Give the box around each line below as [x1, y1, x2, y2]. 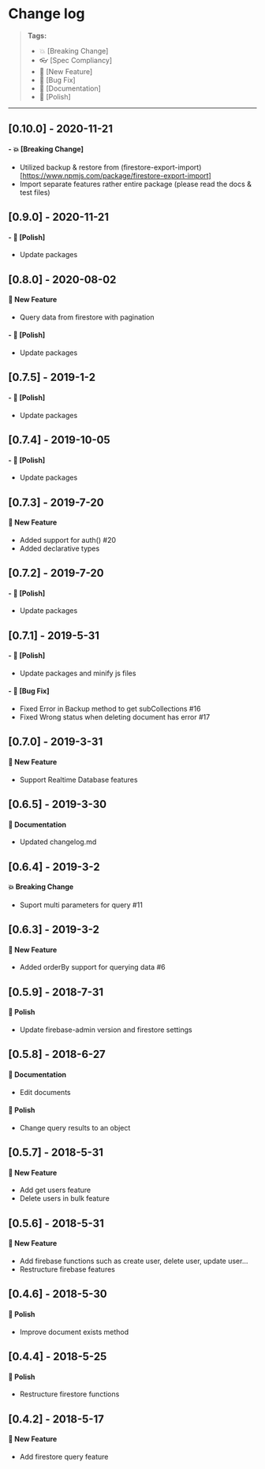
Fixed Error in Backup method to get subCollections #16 [19, 704, 201, 714]
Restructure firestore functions [19, 1389, 120, 1399]
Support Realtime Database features [19, 775, 138, 784]
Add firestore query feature [19, 1452, 109, 1461]
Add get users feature [19, 1185, 91, 1195]
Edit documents [19, 1087, 71, 1097]
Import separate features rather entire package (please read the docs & [19, 179, 252, 189]
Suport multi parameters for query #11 [19, 900, 144, 910]
